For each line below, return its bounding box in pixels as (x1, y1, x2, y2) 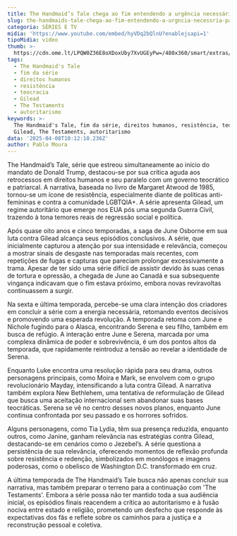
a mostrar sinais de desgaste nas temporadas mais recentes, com (7, 249, 199, 258)
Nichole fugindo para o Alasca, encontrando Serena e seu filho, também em (7, 323, 228, 331)
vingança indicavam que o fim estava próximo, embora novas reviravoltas (7, 279, 221, 287)
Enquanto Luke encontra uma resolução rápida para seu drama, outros (7, 366, 213, 375)
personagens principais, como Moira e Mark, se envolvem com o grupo (7, 374, 215, 382)
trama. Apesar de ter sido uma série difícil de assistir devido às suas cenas (7, 264, 225, 273)
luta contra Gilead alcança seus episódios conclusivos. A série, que (7, 234, 204, 243)
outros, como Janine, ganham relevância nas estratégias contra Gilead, (7, 432, 214, 441)
